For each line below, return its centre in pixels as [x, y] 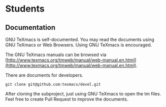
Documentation [30, 28]
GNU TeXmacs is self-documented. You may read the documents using [80, 39]
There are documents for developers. [44, 75]
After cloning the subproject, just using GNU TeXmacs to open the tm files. [83, 94]
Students [25, 9]
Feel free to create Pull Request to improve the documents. [67, 99]
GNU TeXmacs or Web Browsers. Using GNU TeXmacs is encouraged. [79, 45]
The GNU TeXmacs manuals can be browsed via [56, 55]
